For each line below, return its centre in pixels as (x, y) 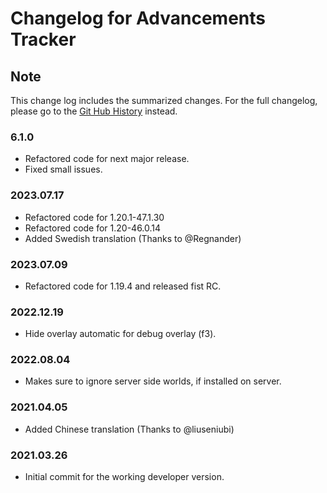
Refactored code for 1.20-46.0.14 (93, 228)
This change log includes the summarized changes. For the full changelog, (164, 100)
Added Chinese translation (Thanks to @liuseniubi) (129, 429)
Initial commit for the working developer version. (124, 477)
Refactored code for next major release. (107, 159)
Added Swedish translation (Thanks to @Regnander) (133, 238)
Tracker (43, 39)
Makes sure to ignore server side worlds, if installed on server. (153, 381)
